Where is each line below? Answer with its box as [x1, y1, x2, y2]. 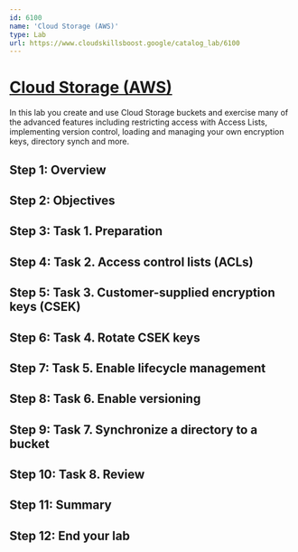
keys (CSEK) [9, 299, 81, 314]
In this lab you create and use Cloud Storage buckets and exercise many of [9, 108, 289, 118]
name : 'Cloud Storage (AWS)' [9, 22, 119, 31]
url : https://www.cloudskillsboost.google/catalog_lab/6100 [9, 38, 241, 48]
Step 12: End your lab [9, 528, 131, 543]
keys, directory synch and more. [9, 136, 130, 147]
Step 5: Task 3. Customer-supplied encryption [9, 285, 275, 301]
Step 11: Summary [9, 498, 112, 513]
